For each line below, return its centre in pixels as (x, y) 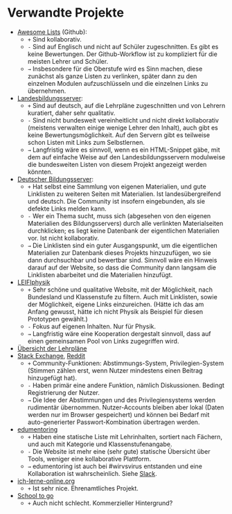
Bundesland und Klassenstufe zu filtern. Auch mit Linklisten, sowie (123, 296)
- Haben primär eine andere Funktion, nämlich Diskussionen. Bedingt (126, 385)
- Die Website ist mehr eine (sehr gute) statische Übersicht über (119, 451)
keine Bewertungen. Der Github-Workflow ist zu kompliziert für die (123, 54)
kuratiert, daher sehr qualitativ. (71, 113)
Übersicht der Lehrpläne (52, 348)
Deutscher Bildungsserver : (55, 179)
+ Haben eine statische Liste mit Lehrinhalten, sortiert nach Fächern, (125, 436)
